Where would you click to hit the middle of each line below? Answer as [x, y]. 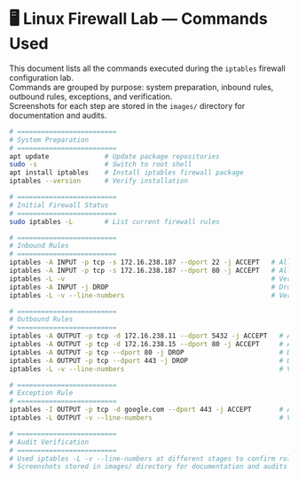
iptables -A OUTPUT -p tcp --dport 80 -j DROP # [146, 352]
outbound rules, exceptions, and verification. [91, 97]
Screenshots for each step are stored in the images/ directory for [127, 105]
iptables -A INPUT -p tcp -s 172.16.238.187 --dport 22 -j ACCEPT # [142, 263]
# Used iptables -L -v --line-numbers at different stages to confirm [142, 459]
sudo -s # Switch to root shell [101, 165]
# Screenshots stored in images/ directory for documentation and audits [149, 467]
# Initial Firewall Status [59, 205]
